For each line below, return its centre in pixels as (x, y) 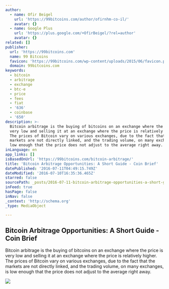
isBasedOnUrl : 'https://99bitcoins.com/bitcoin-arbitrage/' (70, 159)
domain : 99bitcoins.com (34, 66)
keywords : (16, 71)
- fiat (17, 103)
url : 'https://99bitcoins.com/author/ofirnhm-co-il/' (72, 19)
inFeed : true (19, 187)
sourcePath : (18, 183)
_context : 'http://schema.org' (38, 201)
